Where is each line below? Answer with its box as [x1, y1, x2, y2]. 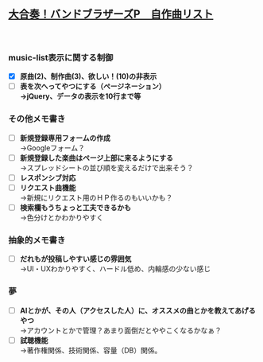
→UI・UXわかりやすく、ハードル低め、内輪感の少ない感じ [19, 264, 211, 274]
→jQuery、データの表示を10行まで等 [19, 91, 141, 101]
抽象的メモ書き [8, 234, 66, 245]
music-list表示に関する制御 [8, 52, 114, 63]
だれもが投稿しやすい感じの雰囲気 [19, 254, 132, 264]
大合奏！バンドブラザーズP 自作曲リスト [8, 7, 214, 21]
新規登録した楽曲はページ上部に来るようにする [19, 153, 173, 162]
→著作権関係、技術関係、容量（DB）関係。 [19, 345, 162, 355]
